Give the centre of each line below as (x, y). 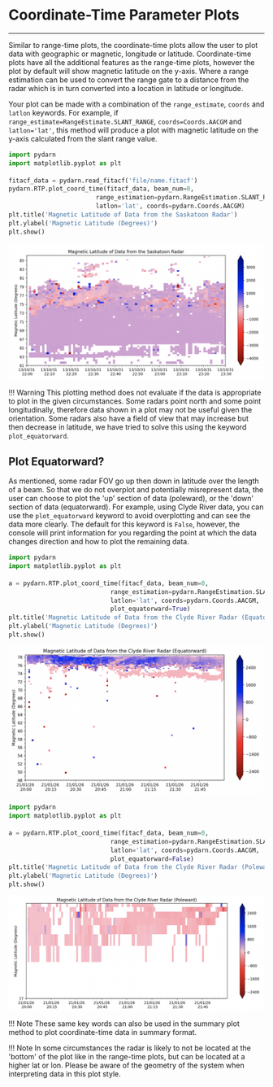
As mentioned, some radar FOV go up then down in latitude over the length (134, 481)
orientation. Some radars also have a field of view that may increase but (129, 419)
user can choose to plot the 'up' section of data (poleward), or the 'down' (131, 499)
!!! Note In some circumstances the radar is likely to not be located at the (130, 1048)
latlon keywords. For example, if (64, 112)
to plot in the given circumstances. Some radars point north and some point (135, 401)
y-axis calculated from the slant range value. (83, 138)
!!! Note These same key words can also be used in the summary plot (124, 1024)
